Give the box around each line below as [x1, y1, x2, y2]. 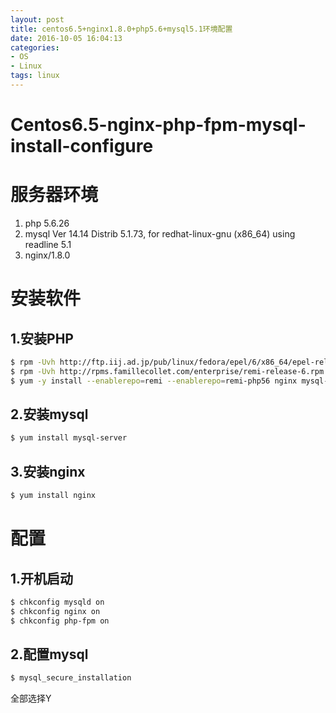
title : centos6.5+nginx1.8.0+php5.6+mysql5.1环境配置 [10, 24, 233, 34]
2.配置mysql [10, 646, 89, 663]
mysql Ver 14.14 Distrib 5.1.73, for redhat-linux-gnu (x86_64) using [24, 228, 296, 240]
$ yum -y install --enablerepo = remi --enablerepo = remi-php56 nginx [10, 376, 298, 386]
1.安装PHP [10, 330, 74, 347]
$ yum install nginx [10, 491, 97, 501]
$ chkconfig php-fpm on [10, 616, 110, 626]
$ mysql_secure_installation [10, 673, 132, 683]
